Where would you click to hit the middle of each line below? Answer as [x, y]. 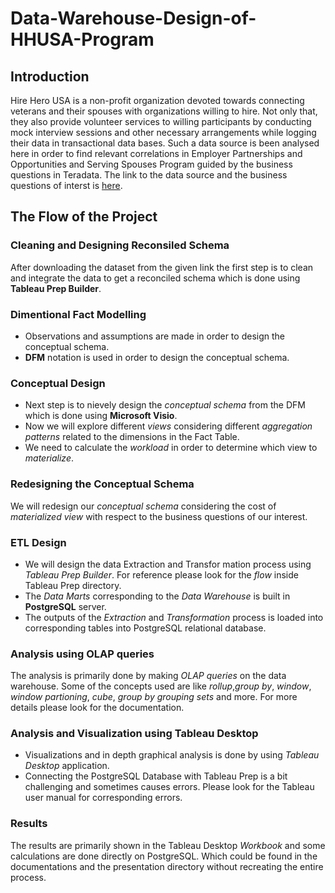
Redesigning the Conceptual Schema [102, 484]
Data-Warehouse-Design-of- [133, 18]
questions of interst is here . [66, 185]
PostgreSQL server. [65, 606]
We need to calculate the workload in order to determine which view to [171, 448]
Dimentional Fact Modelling [78, 314]
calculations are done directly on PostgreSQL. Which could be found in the [164, 856]
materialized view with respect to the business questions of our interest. [159, 516]
